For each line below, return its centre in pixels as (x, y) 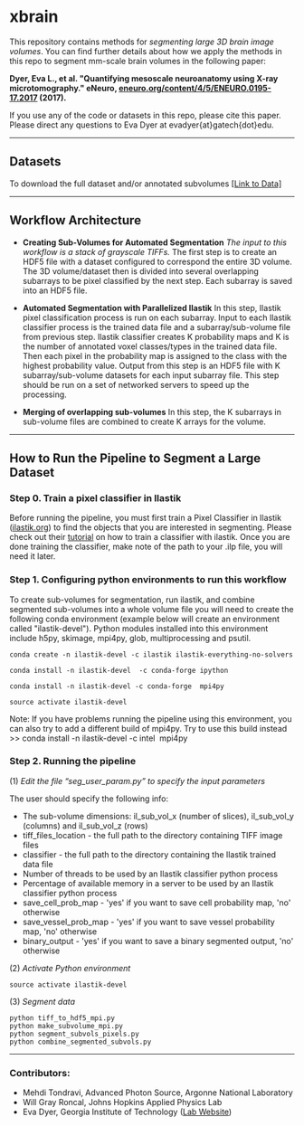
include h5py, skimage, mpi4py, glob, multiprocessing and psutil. (130, 638)
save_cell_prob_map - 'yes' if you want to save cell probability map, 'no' (157, 903)
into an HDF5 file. (55, 290)
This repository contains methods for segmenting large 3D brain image (142, 42)
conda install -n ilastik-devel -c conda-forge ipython (119, 670)
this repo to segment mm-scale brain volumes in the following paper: (138, 61)
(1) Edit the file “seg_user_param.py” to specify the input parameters (137, 781)
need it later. (33, 556)
